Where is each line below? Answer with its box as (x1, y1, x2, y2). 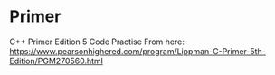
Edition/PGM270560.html (9, 55, 104, 66)
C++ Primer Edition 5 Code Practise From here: (9, 36, 185, 47)
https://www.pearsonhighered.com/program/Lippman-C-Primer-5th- (9, 45, 267, 56)
